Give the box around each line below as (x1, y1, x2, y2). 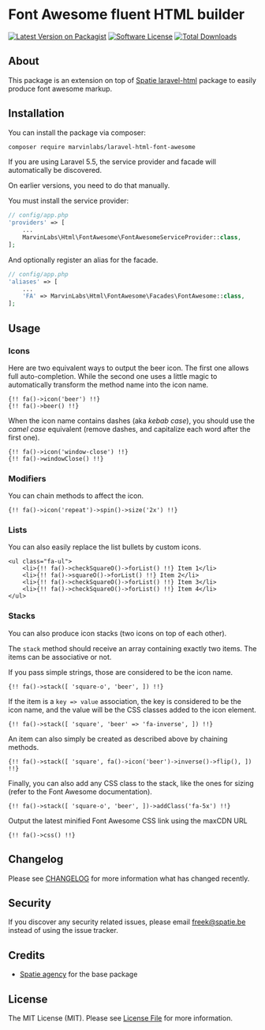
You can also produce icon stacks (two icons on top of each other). (8, 628, 227, 638)
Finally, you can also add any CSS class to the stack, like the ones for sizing (8, 778, 254, 788)
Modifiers (8, 473, 47, 484)
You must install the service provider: (8, 196, 129, 206)
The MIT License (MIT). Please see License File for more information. (8, 1013, 233, 1023)
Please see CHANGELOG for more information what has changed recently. (8, 874, 250, 883)
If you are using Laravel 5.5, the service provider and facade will (8, 157, 217, 167)
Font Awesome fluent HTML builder (8, 6, 245, 24)
